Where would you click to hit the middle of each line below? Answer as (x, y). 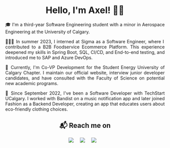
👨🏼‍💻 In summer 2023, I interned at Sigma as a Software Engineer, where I (85, 41)
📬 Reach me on (85, 126)
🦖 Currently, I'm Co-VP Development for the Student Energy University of (85, 67)
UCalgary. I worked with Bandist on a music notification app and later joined (85, 98)
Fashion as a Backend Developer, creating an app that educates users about (85, 104)
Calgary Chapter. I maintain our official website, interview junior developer (85, 72)
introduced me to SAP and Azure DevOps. (49, 57)
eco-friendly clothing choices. (37, 109)
